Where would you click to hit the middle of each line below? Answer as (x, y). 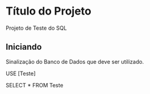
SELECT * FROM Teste (34, 85)
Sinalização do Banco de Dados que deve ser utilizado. (75, 61)
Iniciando (24, 47)
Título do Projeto (49, 11)
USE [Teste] (21, 73)
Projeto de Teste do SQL (36, 28)
